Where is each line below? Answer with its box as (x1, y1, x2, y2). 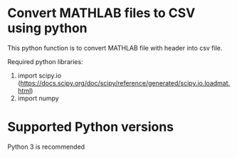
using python (7, 20, 88, 36)
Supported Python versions (7, 119, 174, 135)
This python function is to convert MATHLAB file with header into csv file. (7, 43, 223, 52)
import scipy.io (17, 71, 62, 80)
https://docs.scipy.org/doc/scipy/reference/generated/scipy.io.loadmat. (20, 78, 231, 87)
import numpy (17, 94, 59, 102)
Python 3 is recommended (7, 142, 85, 151)
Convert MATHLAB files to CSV (7, 5, 196, 21)
